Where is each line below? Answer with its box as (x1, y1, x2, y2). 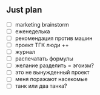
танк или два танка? (15, 82, 67, 90)
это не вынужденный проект (15, 69, 90, 76)
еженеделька (15, 27, 50, 35)
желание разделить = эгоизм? (15, 62, 94, 69)
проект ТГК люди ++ (15, 42, 69, 48)
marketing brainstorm (15, 21, 70, 28)
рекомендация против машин (15, 34, 93, 42)
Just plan (6, 5, 42, 15)
